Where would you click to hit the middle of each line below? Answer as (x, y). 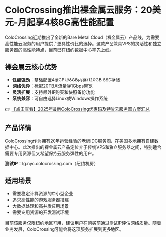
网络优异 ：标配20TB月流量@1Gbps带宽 (52, 86)
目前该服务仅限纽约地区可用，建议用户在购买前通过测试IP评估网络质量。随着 (83, 223)
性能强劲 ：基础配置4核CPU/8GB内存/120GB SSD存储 (66, 79)
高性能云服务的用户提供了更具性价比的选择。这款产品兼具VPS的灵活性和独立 (83, 43)
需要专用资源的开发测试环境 (41, 212)
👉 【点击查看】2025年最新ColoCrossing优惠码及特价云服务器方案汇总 (78, 109)
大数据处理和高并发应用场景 (41, 206)
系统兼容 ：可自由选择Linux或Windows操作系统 (60, 98)
